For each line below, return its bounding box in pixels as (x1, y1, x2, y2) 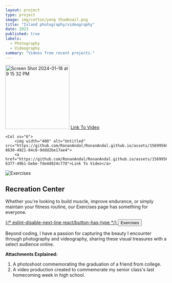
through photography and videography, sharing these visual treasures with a (5, 236, 167, 242)
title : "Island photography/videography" (5, 22, 95, 27)
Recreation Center (5, 185, 65, 193)
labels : (5, 36, 22, 42)
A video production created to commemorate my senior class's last (12, 267, 155, 273)
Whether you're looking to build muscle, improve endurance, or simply (5, 198, 154, 205)
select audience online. (5, 241, 55, 248)
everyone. (5, 209, 27, 215)
